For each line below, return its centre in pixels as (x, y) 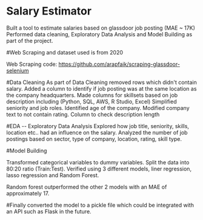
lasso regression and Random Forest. (53, 175)
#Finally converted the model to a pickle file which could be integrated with (100, 205)
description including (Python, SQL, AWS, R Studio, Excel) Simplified (92, 102)
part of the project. (30, 40)
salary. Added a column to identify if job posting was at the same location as (101, 88)
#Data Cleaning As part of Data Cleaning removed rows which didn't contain (101, 82)
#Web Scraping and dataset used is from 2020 (65, 52)
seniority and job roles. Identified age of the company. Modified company (98, 108)
